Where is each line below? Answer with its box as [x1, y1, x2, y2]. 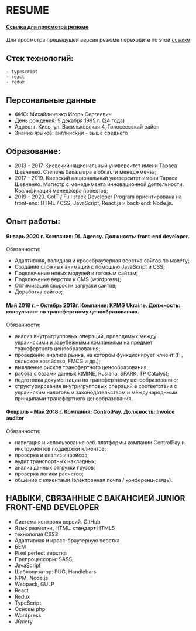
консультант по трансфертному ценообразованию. [6, 308, 139, 315]
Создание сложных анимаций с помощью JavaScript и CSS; [14, 264, 165, 271]
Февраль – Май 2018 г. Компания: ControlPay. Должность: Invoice [6, 409, 175, 416]
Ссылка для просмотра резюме [6, 23, 89, 30]
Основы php [14, 605, 46, 612]
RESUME [6, 4, 50, 17]
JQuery [14, 617, 33, 625]
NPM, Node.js [14, 574, 49, 581]
